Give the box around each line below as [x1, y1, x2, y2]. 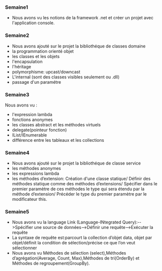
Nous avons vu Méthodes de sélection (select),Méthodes [12, 250, 127, 256]
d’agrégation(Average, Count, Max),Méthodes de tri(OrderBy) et [12, 256, 140, 261]
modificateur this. [12, 196, 47, 202]
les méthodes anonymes [12, 166, 61, 171]
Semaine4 [5, 149, 30, 156]
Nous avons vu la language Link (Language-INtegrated [12, 219, 122, 225]
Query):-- [122, 219, 142, 225]
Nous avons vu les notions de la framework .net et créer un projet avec [12, 15, 154, 21]
